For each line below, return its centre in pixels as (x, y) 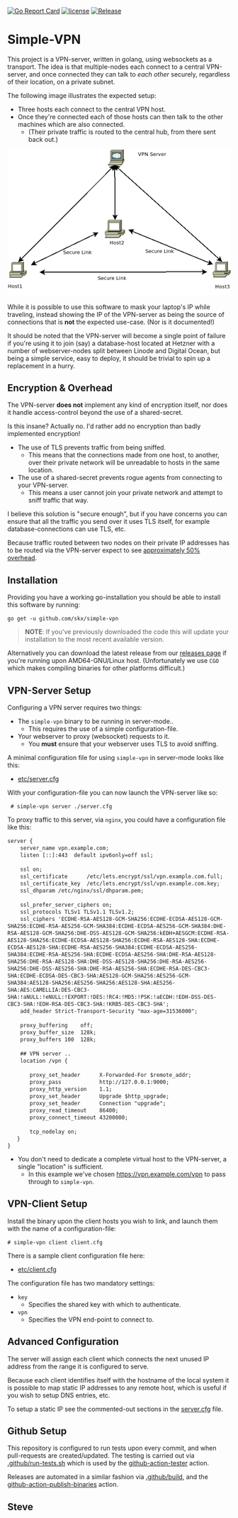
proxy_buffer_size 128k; (58, 1032)
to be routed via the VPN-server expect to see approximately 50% (104, 550)
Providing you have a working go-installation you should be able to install (114, 597)
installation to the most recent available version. (94, 640)
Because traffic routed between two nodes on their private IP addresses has (119, 543)
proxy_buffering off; (57, 1025)
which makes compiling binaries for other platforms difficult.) (96, 668)
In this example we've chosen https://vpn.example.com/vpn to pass (127, 1174)
